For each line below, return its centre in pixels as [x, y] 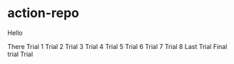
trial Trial [20, 54]
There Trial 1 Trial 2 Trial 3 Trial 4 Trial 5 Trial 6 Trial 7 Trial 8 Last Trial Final [117, 46]
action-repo [44, 13]
